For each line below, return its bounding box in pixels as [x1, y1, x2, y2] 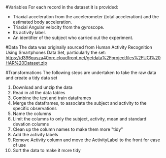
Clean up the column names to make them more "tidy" [12, 126, 123, 132]
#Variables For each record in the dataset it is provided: [5, 4, 119, 10]
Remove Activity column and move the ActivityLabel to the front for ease [12, 137, 161, 143]
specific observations [12, 106, 57, 111]
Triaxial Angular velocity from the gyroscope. [12, 24, 104, 30]
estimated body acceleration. [12, 19, 72, 25]
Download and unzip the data [12, 84, 73, 90]
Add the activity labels [12, 132, 59, 137]
